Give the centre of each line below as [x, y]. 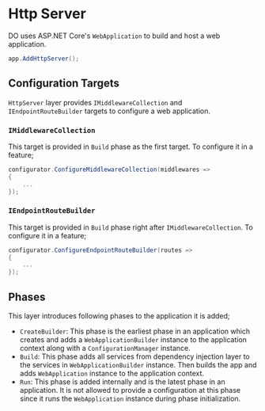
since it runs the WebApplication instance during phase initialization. [130, 399]
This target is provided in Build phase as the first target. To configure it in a [131, 147]
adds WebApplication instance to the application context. [112, 374]
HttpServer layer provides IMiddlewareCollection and [95, 102]
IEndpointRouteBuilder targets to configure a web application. [110, 111]
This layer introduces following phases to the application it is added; [119, 316]
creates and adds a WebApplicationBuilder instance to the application [133, 340]
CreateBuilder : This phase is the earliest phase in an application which [135, 331]
